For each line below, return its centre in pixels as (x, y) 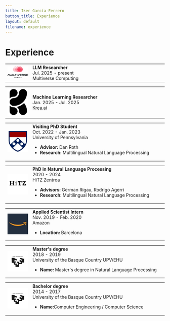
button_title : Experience (32, 16)
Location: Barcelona (61, 232)
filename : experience (28, 27)
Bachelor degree (50, 286)
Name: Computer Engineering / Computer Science (92, 307)
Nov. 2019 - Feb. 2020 (57, 217)
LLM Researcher (50, 67)
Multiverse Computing (55, 78)
